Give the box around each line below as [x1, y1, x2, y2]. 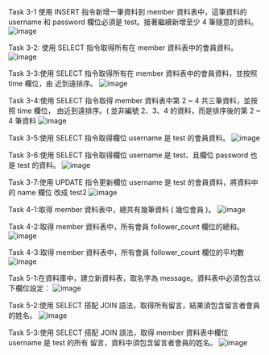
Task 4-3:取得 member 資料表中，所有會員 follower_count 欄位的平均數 [8, 248, 244, 257]
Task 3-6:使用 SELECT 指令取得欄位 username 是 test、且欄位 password [8, 150, 249, 160]
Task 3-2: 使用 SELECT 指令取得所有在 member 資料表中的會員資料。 [8, 43, 238, 52]
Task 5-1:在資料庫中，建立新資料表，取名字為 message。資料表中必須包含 [8, 274, 255, 282]
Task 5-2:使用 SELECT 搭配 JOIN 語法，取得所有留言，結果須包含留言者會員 [8, 301, 260, 310]
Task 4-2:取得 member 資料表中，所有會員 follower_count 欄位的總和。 [8, 222, 244, 232]
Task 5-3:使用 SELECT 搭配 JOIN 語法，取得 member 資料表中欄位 [8, 328, 229, 337]
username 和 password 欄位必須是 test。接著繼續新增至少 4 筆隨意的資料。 [8, 17, 259, 27]
